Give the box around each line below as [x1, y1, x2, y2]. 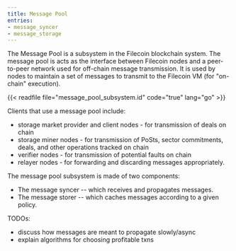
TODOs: [7, 214, 30, 223]
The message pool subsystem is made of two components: [7, 172, 181, 180]
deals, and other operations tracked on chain [17, 143, 149, 152]
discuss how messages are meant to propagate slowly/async [17, 228, 196, 237]
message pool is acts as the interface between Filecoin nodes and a [7, 57, 206, 66]
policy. [17, 201, 38, 209]
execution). [28, 79, 61, 88]
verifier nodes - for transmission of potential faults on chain [17, 151, 191, 159]
